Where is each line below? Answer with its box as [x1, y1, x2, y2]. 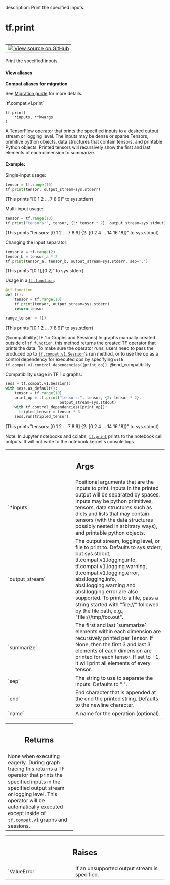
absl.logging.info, [75, 576, 116, 583]
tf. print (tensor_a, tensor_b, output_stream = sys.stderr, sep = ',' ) [5, 259, 148, 264]
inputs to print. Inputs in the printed [75, 485, 159, 492]
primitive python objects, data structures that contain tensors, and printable [5, 139, 163, 145]
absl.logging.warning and [75, 582, 136, 589]
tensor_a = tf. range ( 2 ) [5, 249, 56, 254]
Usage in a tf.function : [5, 277, 55, 284]
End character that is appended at [75, 689, 156, 696]
